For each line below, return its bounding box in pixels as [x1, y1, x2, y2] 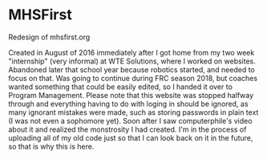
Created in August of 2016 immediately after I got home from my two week [8, 47, 255, 57]
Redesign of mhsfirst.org [8, 32, 91, 42]
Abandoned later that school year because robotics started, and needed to [8, 64, 255, 74]
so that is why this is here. [8, 141, 95, 151]
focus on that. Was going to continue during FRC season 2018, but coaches [8, 73, 258, 83]
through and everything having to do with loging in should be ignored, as [8, 99, 249, 108]
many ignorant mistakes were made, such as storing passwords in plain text [8, 107, 259, 117]
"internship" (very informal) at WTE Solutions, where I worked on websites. [8, 56, 257, 66]
